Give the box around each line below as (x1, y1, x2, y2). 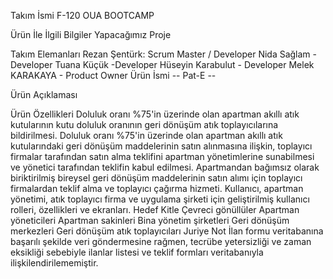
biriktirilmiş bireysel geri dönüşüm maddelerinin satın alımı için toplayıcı (10, 172, 303, 184)
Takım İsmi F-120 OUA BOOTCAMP (10, 10, 155, 21)
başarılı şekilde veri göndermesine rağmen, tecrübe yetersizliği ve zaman (10, 236, 312, 247)
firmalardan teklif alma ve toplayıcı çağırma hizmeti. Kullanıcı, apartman (10, 183, 304, 194)
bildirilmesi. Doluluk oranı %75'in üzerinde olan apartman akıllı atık (10, 130, 283, 141)
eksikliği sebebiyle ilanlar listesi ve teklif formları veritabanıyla (10, 246, 264, 258)
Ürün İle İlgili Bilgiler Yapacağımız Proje (10, 29, 172, 40)
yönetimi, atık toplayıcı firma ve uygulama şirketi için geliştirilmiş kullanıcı (10, 193, 310, 205)
